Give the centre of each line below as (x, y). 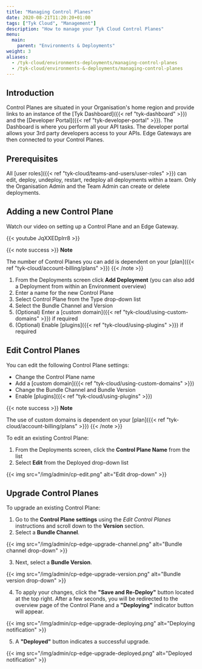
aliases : (17, 57)
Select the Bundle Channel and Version (64, 305)
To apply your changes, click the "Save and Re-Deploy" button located (104, 593)
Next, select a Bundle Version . (53, 562)
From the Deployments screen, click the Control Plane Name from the (103, 449)
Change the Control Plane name (55, 377)
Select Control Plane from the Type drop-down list (78, 299)
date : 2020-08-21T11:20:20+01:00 (49, 18)
